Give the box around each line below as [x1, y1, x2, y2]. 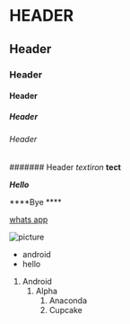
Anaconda [48, 294, 88, 306]
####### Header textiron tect [9, 161, 121, 172]
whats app [9, 213, 48, 225]
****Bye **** [9, 196, 63, 207]
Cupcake [48, 304, 82, 315]
